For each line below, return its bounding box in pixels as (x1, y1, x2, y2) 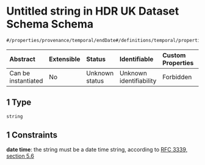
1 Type (6, 97, 32, 108)
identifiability (119, 76, 157, 85)
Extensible (48, 55, 81, 63)
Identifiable (119, 55, 154, 63)
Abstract (9, 55, 35, 63)
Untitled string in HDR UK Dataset (6, 4, 179, 18)
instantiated (9, 76, 43, 85)
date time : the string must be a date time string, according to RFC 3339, (6, 146, 188, 153)
